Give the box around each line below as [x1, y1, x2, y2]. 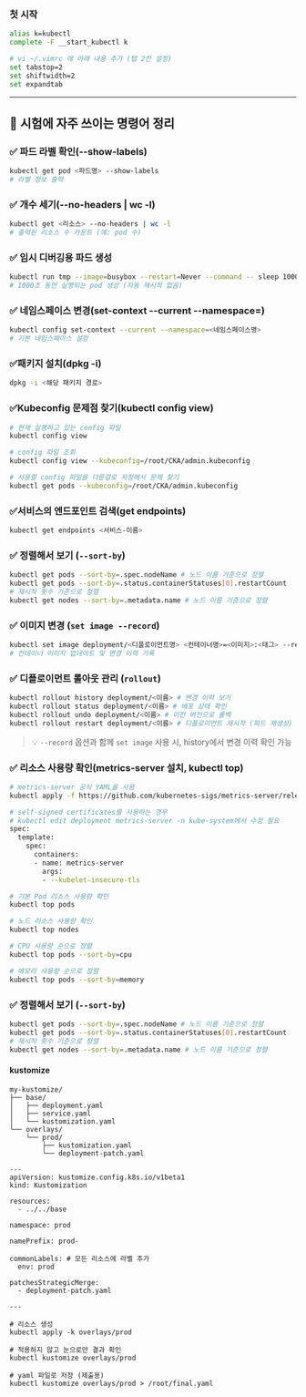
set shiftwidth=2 [9, 71, 76, 80]
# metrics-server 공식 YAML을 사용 [9, 782, 135, 792]
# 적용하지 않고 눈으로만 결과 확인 [9, 1345, 122, 1354]
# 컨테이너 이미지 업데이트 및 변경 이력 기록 [9, 649, 155, 658]
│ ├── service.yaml [9, 1109, 92, 1118]
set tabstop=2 [9, 62, 64, 72]
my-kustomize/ [9, 1084, 64, 1094]
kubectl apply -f [9, 791, 76, 800]
